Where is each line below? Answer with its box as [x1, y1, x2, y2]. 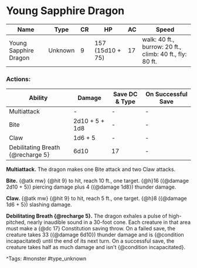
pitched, [6, 219, 26, 226]
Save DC [113, 90, 138, 98]
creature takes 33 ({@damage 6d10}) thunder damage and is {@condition [6, 231, 185, 239]
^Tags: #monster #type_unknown [6, 255, 87, 262]
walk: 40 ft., [142, 35, 175, 43]
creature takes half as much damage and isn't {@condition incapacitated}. [6, 244, 186, 251]
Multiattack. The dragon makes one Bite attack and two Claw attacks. [6, 166, 176, 173]
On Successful [145, 90, 188, 98]
